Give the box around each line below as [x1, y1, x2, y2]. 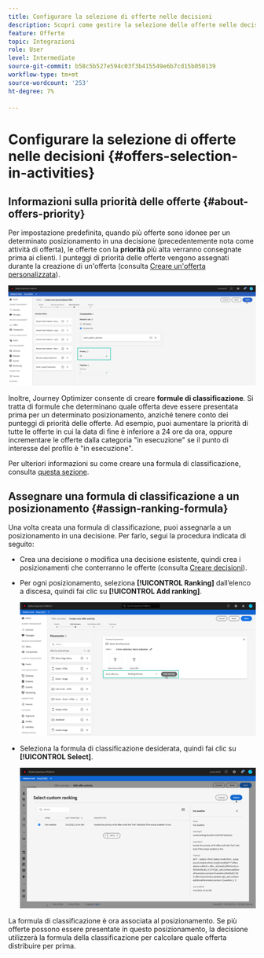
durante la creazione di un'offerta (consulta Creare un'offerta [8, 262, 206, 271]
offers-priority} [8, 207, 86, 220]
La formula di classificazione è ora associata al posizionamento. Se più [8, 916, 237, 926]
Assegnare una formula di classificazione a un [8, 490, 240, 503]
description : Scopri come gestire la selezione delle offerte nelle [8, 20, 237, 29]
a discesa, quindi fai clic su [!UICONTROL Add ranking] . [19, 586, 203, 596]
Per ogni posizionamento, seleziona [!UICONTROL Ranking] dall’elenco [19, 578, 251, 588]
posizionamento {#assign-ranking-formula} [8, 502, 229, 516]
